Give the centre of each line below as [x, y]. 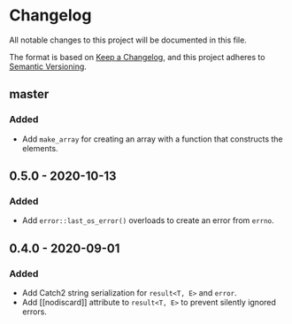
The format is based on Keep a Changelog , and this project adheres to [137, 57]
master [29, 94]
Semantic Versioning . [48, 66]
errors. [34, 312]
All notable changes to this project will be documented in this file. [128, 40]
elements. [40, 148]
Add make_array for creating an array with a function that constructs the [152, 139]
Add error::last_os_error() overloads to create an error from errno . [148, 220]
